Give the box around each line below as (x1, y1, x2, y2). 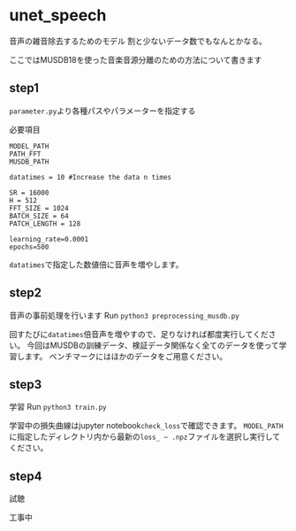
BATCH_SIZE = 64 (9, 212, 69, 220)
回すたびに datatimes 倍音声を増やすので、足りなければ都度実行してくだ (9, 328, 269, 339)
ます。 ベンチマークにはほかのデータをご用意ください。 (24, 350, 228, 361)
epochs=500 (9, 242, 49, 251)
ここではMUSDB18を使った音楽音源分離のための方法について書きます (9, 54, 262, 65)
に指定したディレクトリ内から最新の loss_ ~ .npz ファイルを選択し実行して (9, 431, 281, 442)
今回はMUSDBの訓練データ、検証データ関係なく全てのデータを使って (26, 340, 280, 350)
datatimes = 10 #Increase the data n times (9, 173, 172, 181)
